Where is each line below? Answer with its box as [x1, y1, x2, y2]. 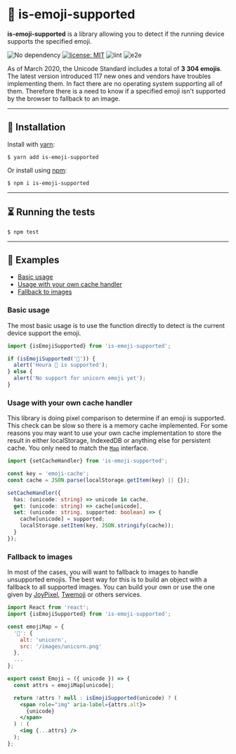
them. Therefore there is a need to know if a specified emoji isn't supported [7, 87, 226, 95]
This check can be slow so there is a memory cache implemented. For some [7, 422, 228, 430]
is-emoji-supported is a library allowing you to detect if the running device [7, 30, 225, 38]
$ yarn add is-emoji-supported [7, 153, 99, 161]
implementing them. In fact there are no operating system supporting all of [7, 79, 223, 87]
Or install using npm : [7, 165, 67, 175]
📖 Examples [7, 253, 60, 266]
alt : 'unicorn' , [20, 636, 68, 643]
